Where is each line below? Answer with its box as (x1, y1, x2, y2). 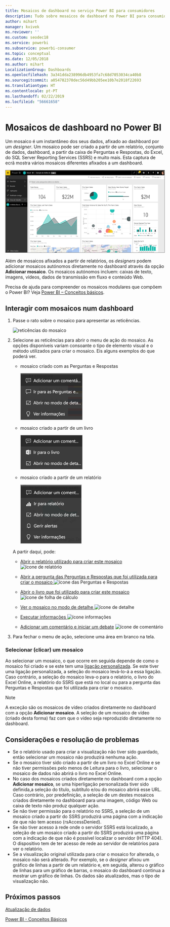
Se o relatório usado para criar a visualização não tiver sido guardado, (12, 749, 159, 755)
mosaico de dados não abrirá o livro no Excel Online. (12, 770, 123, 776)
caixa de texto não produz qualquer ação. (12, 803, 100, 809)
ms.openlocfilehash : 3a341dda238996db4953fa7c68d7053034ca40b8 (5, 73, 142, 78)
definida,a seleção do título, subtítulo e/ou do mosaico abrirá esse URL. (12, 786, 162, 793)
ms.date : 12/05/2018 (5, 56, 49, 61)
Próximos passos (5, 893, 61, 902)
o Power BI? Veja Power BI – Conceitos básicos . (5, 289, 105, 295)
